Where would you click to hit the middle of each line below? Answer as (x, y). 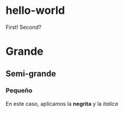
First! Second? (23, 27)
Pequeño (19, 91)
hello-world (36, 11)
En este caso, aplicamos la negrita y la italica (62, 103)
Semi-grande (31, 74)
